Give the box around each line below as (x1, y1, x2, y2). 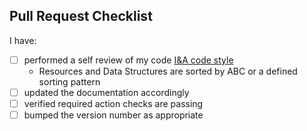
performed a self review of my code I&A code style (23, 54, 234, 66)
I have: (9, 34, 37, 46)
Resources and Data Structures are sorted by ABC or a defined (38, 65, 298, 77)
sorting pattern (38, 75, 101, 88)
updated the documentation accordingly (23, 86, 190, 98)
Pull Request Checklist (9, 8, 153, 25)
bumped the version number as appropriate (23, 109, 204, 121)
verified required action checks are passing (23, 97, 204, 109)
